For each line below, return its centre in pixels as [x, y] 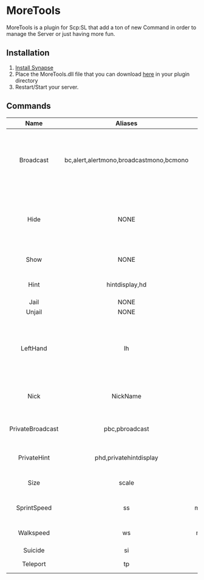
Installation [28, 53]
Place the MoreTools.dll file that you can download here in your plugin [102, 74]
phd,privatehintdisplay [127, 457]
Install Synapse [34, 67]
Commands [29, 106]
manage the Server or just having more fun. [61, 33]
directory [26, 80]
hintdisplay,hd [127, 284]
